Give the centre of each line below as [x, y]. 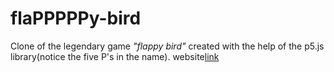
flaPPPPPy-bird [76, 18]
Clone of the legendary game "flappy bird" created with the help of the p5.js [167, 46]
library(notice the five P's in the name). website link [115, 56]
